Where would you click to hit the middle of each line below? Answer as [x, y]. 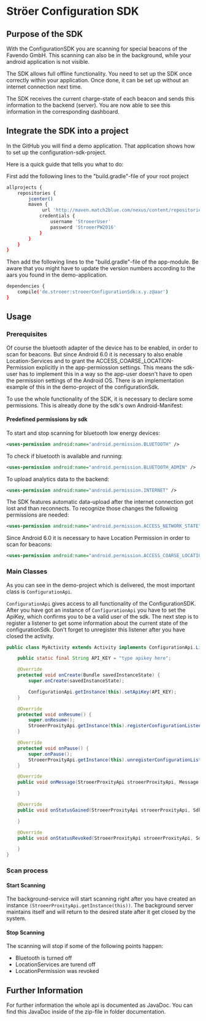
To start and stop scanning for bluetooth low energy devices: [83, 433]
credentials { [57, 216]
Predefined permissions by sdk [47, 420]
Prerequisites [27, 334]
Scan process [27, 870]
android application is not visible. [48, 62]
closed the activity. [30, 636]
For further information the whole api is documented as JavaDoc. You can [100, 1005]
